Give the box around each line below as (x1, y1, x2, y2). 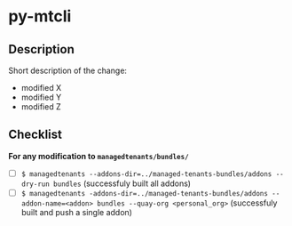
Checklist (8, 127, 63, 142)
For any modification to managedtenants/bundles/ (8, 150, 189, 161)
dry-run (20, 180, 50, 189)
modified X (20, 83, 62, 93)
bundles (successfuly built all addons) (53, 178, 192, 189)
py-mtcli (8, 6, 72, 27)
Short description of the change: (8, 65, 128, 76)
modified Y (20, 92, 62, 102)
